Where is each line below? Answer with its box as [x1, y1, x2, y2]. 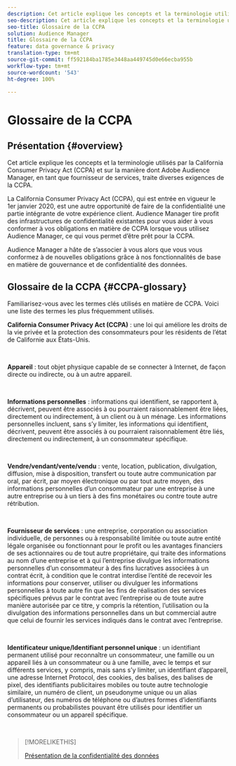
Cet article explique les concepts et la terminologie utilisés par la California [7, 159, 223, 167]
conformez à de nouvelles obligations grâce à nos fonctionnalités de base [7, 253, 221, 261]
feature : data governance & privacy [7, 43, 114, 50]
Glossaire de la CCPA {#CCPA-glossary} [7, 280, 188, 292]
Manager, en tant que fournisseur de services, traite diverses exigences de [7, 174, 225, 182]
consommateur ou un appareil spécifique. [7, 710, 129, 719]
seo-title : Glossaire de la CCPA [7, 23, 105, 30]
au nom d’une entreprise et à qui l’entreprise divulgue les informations [7, 557, 210, 565]
